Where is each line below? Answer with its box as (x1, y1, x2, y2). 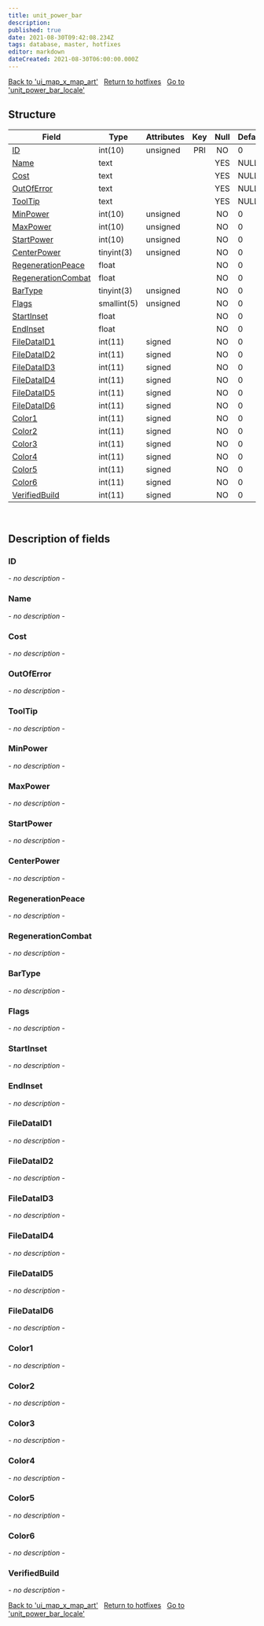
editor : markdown (8, 48, 65, 56)
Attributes (145, 131, 185, 142)
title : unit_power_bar (8, 11, 82, 20)
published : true (8, 26, 61, 34)
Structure (8, 108, 57, 122)
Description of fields (8, 532, 111, 546)
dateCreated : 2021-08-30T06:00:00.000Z (8, 56, 139, 64)
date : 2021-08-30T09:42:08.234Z (8, 33, 114, 42)
